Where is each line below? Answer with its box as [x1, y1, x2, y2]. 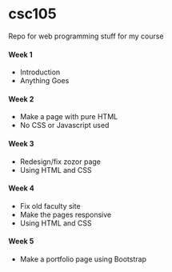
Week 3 [8, 138, 34, 148]
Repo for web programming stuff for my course [8, 31, 164, 41]
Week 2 [8, 94, 34, 104]
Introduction [19, 67, 61, 77]
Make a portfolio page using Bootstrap [19, 254, 146, 264]
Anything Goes [19, 76, 70, 86]
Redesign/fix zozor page [19, 157, 102, 166]
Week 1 [8, 50, 33, 59]
